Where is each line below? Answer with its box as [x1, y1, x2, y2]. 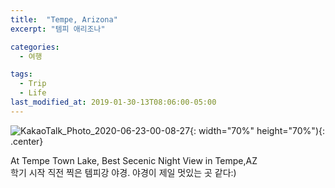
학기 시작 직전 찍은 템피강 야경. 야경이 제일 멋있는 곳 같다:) [10, 166, 237, 178]
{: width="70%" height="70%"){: [189, 124, 325, 136]
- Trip [19, 79, 47, 89]
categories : [10, 42, 60, 52]
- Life [19, 88, 47, 98]
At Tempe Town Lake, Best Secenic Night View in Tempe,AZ [10, 154, 258, 166]
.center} [10, 135, 44, 147]
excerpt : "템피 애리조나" [10, 24, 106, 34]
